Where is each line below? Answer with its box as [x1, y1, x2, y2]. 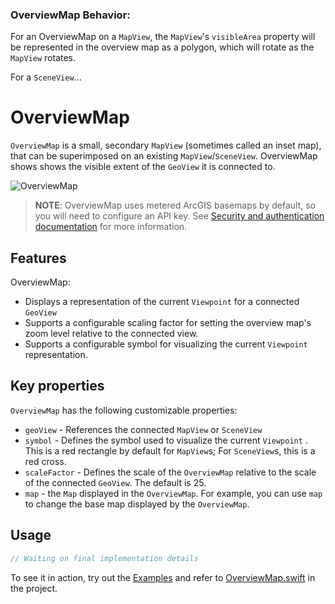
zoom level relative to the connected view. [24, 328, 199, 340]
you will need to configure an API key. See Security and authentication [34, 210, 325, 222]
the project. [10, 582, 58, 594]
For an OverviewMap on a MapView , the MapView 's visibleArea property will [10, 31, 316, 43]
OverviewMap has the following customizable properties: [10, 404, 238, 416]
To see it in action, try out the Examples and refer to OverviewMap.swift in [10, 571, 316, 583]
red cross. [24, 455, 67, 467]
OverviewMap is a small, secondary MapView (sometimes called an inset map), [10, 139, 322, 152]
